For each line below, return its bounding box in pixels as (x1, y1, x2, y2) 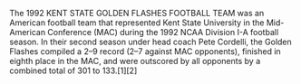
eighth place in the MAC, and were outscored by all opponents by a (9, 56, 261, 66)
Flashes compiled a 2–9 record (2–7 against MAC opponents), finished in (9, 46, 281, 57)
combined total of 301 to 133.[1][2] (9, 65, 138, 76)
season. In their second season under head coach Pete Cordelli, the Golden (9, 36, 292, 47)
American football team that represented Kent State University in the (9, 17, 265, 28)
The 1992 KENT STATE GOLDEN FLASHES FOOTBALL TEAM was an (9, 8, 265, 18)
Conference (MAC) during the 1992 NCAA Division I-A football (47, 27, 279, 37)
